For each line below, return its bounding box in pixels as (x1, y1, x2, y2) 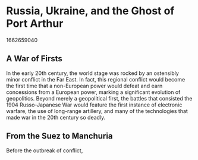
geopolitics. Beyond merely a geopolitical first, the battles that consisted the (6, 95, 193, 102)
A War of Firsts (6, 54, 62, 64)
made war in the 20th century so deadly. (6, 114, 106, 121)
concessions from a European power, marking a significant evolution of (6, 88, 181, 96)
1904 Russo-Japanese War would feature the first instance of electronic (6, 101, 183, 108)
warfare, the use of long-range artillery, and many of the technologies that (6, 107, 188, 114)
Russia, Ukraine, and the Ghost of (6, 4, 175, 18)
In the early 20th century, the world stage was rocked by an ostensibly (6, 70, 180, 77)
